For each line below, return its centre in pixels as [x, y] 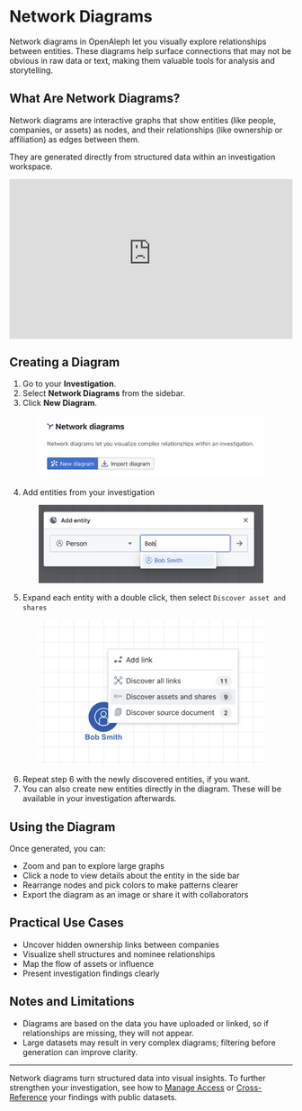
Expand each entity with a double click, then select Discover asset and [154, 598]
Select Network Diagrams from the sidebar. [104, 393]
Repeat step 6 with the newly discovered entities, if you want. [136, 780]
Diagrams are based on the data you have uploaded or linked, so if [146, 1023]
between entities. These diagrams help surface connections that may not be [151, 50]
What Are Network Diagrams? [95, 99]
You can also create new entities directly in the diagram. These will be [151, 789]
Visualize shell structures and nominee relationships [119, 954]
